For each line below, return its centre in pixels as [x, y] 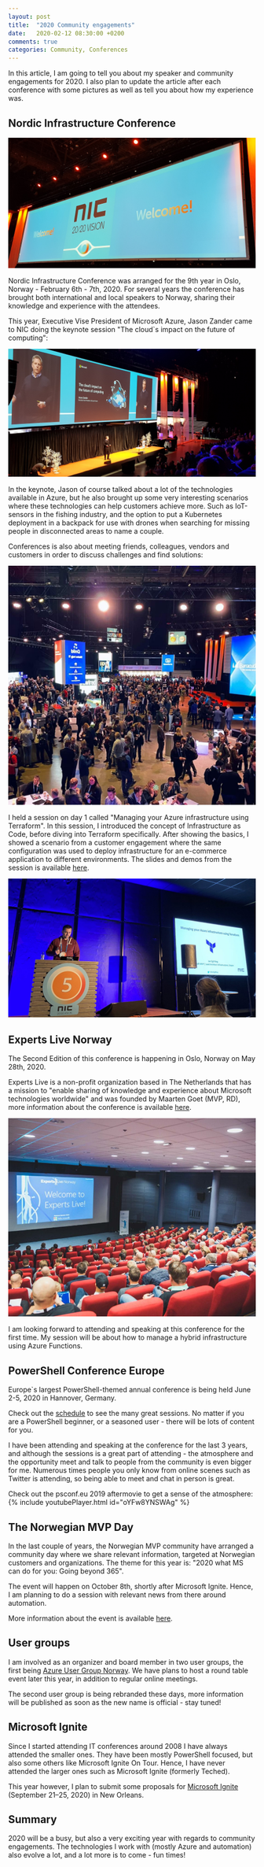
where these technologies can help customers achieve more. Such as [121, 506]
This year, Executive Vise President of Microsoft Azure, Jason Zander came [130, 321]
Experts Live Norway [60, 1039]
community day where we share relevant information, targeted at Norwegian [132, 1555]
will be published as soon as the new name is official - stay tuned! [115, 1702]
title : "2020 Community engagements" [71, 25]
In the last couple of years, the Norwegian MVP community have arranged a [131, 1546]
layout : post [29, 17]
